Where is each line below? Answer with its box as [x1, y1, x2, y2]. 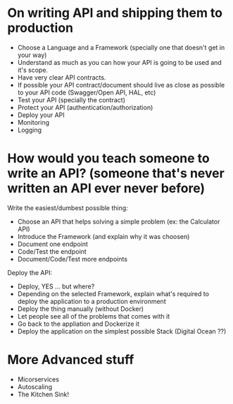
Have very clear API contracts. [17, 73, 106, 82]
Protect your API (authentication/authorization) [17, 103, 153, 111]
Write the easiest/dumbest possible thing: [7, 203, 128, 212]
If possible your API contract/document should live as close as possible [17, 80, 225, 89]
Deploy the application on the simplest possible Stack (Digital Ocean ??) [17, 326, 227, 336]
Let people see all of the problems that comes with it [17, 312, 170, 320]
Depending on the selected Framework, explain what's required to [17, 289, 210, 298]
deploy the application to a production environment [17, 297, 167, 305]
